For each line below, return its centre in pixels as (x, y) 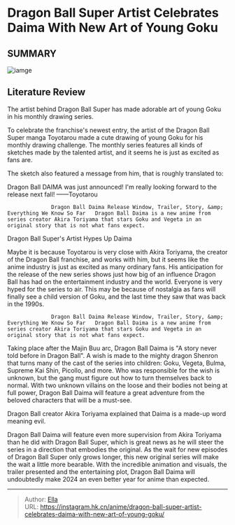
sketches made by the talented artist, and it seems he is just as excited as (113, 152)
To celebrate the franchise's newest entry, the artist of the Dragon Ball (108, 130)
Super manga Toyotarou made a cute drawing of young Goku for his (105, 137)
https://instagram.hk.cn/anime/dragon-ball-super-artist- (121, 506)
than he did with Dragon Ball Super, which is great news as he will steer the (115, 442)
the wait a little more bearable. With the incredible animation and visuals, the (117, 464)
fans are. (20, 159)
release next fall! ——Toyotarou (52, 194)
